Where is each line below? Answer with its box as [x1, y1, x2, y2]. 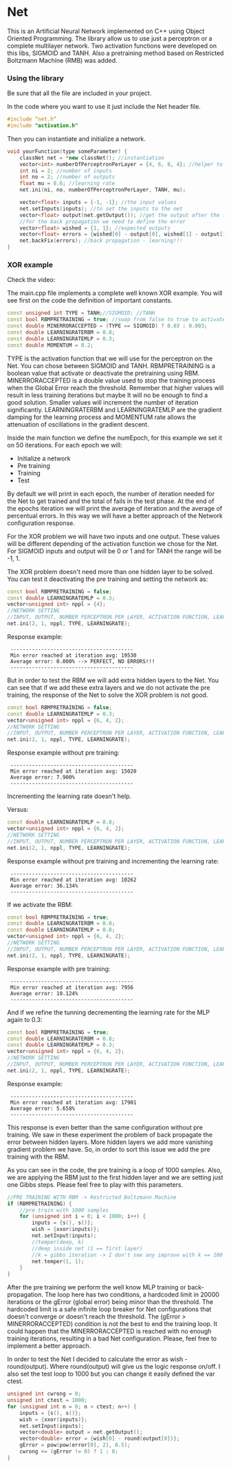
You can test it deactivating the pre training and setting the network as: [7, 575, 208, 583]
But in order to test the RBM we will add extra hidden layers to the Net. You [7, 676, 219, 684]
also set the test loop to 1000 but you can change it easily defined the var [7, 1369, 215, 1378]
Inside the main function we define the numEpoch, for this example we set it [7, 434, 222, 442]
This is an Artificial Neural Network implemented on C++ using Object [7, 27, 205, 35]
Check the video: [7, 276, 56, 284]
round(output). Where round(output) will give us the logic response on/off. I [7, 1363, 221, 1371]
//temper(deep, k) [32, 1238, 85, 1245]
